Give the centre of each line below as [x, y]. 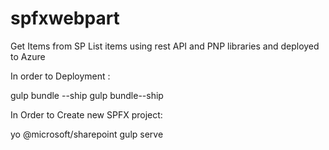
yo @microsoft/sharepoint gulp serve [87, 134]
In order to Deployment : [60, 76]
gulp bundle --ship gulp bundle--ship [87, 95]
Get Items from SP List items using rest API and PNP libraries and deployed [165, 46]
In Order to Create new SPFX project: [86, 114]
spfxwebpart [65, 18]
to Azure [28, 56]
